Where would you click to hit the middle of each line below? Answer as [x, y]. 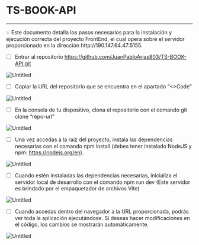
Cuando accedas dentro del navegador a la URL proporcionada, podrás [102, 212]
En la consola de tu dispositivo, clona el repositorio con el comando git [101, 110]
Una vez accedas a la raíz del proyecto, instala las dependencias [94, 139]
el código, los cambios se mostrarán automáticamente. [82, 225]
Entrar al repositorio [39, 56]
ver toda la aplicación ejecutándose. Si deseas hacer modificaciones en [102, 218]
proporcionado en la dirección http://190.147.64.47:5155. [75, 45]
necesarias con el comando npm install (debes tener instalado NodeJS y [103, 147]
